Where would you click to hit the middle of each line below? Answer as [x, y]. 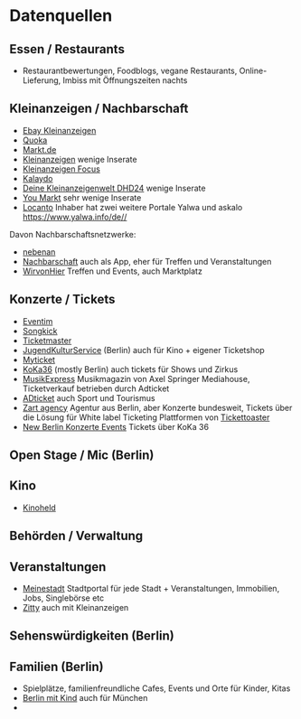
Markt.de [39, 149]
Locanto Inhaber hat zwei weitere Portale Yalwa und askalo [132, 207]
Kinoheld [39, 508]
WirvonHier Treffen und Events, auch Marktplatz [113, 271]
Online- [253, 70]
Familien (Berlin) [56, 666]
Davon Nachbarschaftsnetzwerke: [73, 234]
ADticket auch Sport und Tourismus [89, 397]
